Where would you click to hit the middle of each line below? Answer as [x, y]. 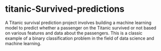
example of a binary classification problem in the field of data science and [80, 38]
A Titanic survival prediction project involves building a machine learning [78, 23]
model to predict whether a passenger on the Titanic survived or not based [81, 27]
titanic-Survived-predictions [65, 9]
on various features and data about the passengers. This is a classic [74, 33]
